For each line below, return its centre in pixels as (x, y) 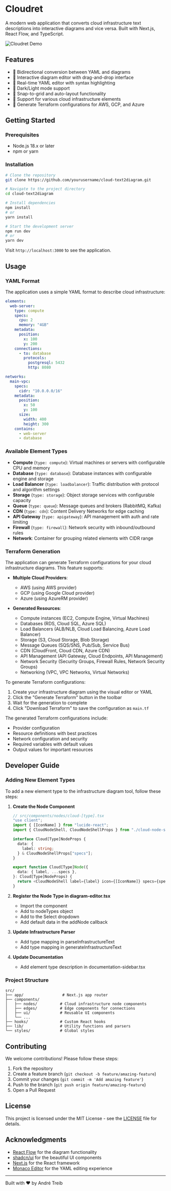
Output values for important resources (53, 750)
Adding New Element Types (40, 780)
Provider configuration (36, 728)
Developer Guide (33, 766)
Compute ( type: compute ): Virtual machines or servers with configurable (89, 462)
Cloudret (24, 9)
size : (24, 415)
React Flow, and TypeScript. (35, 34)
